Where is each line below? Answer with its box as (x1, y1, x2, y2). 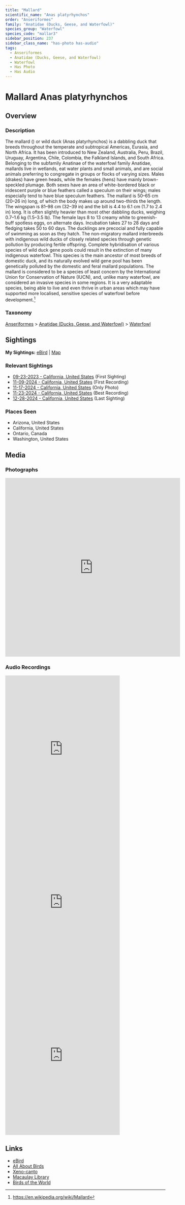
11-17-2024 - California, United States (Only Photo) (12, 384, 119, 391)
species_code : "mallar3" (5, 31, 58, 36)
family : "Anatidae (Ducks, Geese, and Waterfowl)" (5, 21, 115, 27)
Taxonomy (5, 309, 32, 317)
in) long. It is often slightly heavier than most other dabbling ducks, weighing (5, 209, 166, 215)
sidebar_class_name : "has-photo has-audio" (5, 41, 99, 46)
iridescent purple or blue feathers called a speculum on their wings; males (5, 187, 161, 193)
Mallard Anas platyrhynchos (5, 91, 128, 103)
